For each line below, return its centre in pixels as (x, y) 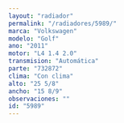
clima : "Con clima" (41, 76)
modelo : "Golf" (34, 38)
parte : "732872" (35, 69)
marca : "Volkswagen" (43, 31)
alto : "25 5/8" (34, 83)
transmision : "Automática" (54, 61)
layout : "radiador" (41, 16)
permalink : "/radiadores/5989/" (62, 23)
